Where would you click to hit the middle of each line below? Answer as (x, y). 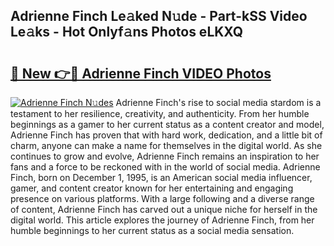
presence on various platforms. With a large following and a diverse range (162, 198)
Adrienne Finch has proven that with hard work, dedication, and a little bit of (166, 135)
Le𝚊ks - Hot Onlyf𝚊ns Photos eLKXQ (127, 32)
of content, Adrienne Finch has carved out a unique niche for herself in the (164, 209)
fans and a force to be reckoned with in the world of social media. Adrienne (165, 167)
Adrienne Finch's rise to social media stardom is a (218, 102)
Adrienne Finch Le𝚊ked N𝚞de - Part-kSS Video (159, 16)
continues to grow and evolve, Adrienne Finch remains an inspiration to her (165, 156)
